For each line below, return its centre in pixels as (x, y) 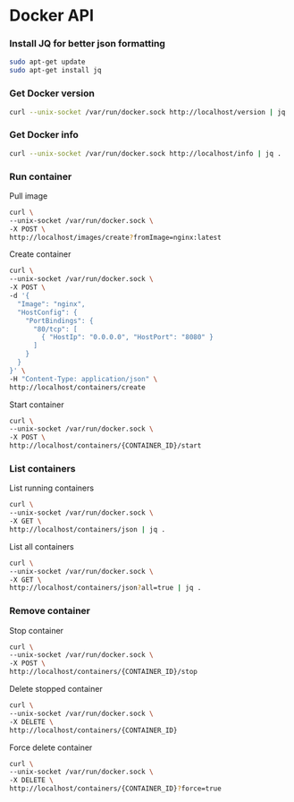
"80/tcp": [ (55, 329)
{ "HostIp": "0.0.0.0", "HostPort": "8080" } (128, 337)
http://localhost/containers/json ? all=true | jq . (105, 588)
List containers (42, 468)
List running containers (52, 488)
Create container (40, 254)
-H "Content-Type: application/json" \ (84, 379)
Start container (37, 405)
